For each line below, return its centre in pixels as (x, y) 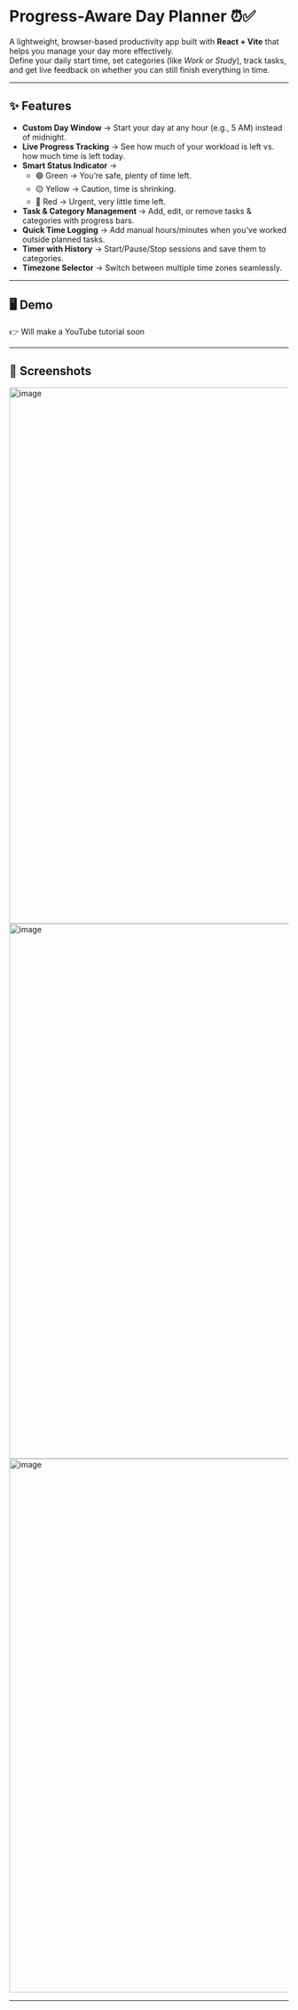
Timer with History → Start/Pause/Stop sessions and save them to (144, 248)
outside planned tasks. (63, 239)
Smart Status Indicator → (70, 165)
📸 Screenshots (51, 371)
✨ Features (40, 106)
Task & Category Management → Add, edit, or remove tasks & (137, 211)
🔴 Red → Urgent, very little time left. (101, 201)
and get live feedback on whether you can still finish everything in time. (140, 69)
